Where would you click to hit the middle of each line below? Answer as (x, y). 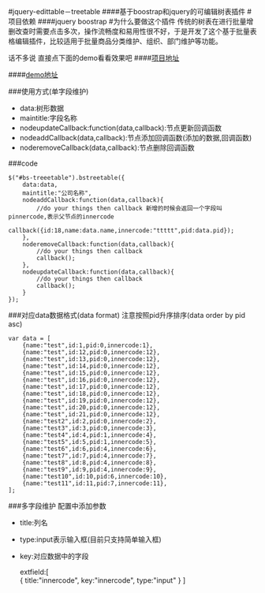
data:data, (40, 185)
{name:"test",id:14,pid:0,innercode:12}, (91, 366)
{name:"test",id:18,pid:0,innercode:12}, (91, 393)
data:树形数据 (42, 108)
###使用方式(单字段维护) (49, 91)
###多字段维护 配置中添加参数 (57, 506)
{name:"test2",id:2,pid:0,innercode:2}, (90, 421)
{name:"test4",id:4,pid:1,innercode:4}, (90, 435)
